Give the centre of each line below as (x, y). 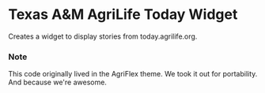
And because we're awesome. (57, 82)
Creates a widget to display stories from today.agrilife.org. (103, 36)
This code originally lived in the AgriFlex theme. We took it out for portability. (133, 74)
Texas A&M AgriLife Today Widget (123, 15)
